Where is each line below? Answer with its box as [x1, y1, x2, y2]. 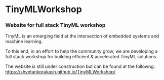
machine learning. [5, 38, 43, 45]
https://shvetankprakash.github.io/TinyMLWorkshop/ [5, 69, 116, 75]
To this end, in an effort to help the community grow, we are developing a [5, 48, 158, 54]
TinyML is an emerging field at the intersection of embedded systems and [5, 33, 159, 39]
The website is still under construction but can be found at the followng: [5, 63, 155, 69]
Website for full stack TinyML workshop [5, 22, 106, 29]
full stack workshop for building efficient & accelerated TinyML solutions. [5, 54, 158, 60]
